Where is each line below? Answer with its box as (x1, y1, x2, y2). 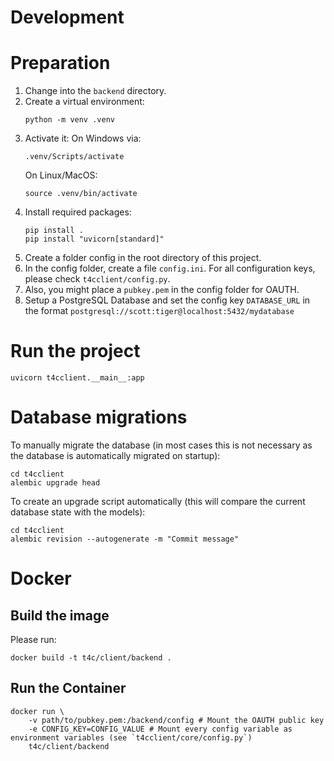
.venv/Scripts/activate (24, 152, 125, 162)
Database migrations (10, 406, 188, 429)
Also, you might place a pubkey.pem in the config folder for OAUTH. (24, 284, 300, 296)
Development (10, 6, 125, 29)
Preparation (10, 52, 111, 75)
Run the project (10, 340, 141, 363)
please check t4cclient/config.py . (24, 273, 171, 285)
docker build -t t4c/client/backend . (10, 653, 172, 663)
